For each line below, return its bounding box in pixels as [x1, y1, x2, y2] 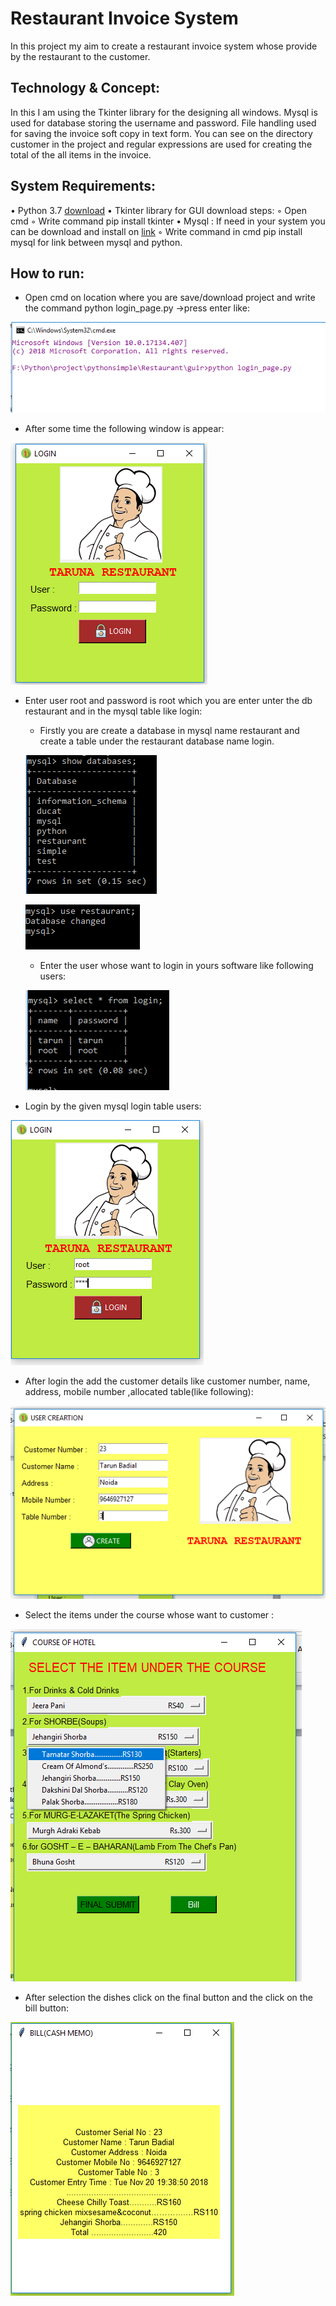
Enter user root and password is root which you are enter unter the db [24, 694, 313, 706]
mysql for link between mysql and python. [10, 236, 183, 248]
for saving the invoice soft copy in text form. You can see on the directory [10, 127, 313, 139]
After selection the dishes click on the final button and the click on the [24, 1992, 313, 2004]
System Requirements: [10, 178, 156, 195]
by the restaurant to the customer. [10, 50, 151, 62]
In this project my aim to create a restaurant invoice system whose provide [10, 40, 318, 52]
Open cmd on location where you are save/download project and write [24, 292, 316, 304]
